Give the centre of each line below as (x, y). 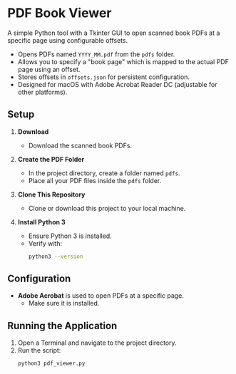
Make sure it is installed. (64, 303)
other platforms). (42, 92)
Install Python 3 (41, 222)
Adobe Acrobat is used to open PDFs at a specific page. (101, 296)
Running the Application (62, 326)
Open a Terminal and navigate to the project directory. (97, 343)
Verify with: (45, 243)
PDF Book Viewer (60, 13)
